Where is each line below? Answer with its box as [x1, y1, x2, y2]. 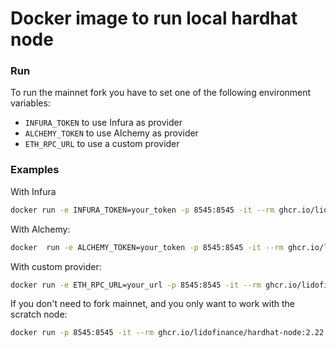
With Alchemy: [10, 223, 71, 235]
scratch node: [10, 308, 68, 321]
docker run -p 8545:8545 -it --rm [10, 328, 155, 338]
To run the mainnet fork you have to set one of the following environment [10, 87, 312, 99]
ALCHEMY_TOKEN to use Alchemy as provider [24, 127, 199, 139]
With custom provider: [10, 260, 102, 272]
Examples [10, 163, 60, 177]
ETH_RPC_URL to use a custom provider [24, 138, 180, 150]
